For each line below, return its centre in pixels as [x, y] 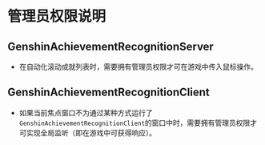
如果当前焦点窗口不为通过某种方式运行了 [86, 112]
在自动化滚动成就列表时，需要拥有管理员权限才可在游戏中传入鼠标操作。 [138, 66]
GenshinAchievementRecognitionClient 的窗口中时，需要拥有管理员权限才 [138, 123]
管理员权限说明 [57, 16]
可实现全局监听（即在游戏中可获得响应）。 [88, 132]
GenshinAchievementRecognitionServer [110, 46]
